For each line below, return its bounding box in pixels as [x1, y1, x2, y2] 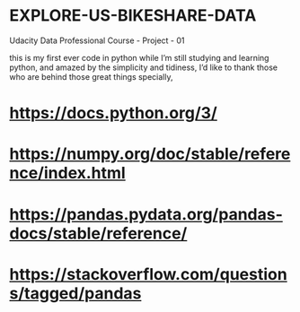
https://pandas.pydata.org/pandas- [9, 204, 283, 224]
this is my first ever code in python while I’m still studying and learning [9, 52, 269, 63]
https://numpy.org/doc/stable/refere [9, 144, 291, 164]
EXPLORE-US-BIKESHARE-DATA [9, 5, 257, 26]
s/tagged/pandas [9, 283, 142, 303]
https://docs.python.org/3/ [9, 103, 217, 124]
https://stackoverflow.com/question [9, 264, 287, 284]
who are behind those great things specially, [9, 71, 173, 82]
